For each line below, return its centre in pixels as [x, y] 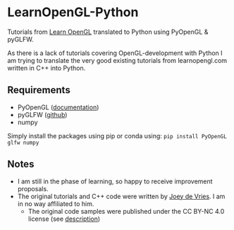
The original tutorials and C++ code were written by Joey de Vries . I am [121, 196]
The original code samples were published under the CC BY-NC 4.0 [126, 211]
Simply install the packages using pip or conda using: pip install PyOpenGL [117, 135]
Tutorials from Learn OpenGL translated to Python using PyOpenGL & [108, 32]
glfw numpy [23, 143]
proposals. [33, 188]
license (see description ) [64, 219]
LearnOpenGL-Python [73, 12]
